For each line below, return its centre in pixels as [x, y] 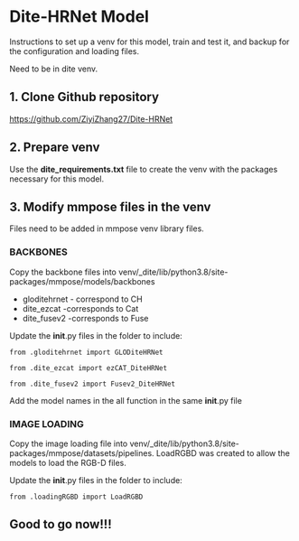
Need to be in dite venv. [54, 69]
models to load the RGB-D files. [68, 462]
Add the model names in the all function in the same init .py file [126, 400]
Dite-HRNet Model [79, 17]
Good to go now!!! [61, 524]
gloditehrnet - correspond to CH [82, 299]
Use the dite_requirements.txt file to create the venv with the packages [144, 169]
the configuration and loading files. [75, 51]
